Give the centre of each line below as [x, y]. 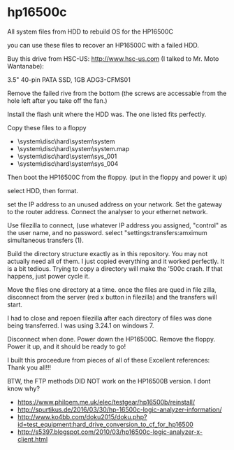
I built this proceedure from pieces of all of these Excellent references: [109, 360]
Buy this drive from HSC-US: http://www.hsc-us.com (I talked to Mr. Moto [113, 58]
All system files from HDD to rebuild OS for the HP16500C [90, 31]
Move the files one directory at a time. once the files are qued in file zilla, [112, 289]
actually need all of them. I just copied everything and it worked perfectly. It [116, 261]
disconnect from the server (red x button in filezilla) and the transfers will [112, 297]
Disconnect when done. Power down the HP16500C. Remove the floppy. [111, 339]
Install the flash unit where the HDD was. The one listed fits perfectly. [107, 114]
